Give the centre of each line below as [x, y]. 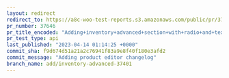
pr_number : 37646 [31, 26]
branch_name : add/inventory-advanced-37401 [69, 64]
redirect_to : [25, 20]
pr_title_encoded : [32, 32]
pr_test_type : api [32, 39]
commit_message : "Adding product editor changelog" [81, 58]
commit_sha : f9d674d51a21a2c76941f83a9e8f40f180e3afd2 [86, 52]
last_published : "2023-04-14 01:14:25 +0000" [72, 45]
